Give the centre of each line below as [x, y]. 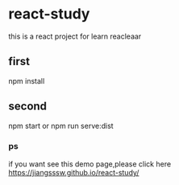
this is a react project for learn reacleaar [75, 36]
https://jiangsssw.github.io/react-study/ [74, 172]
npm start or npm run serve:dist [61, 125]
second [27, 107]
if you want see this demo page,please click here [90, 164]
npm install [27, 80]
